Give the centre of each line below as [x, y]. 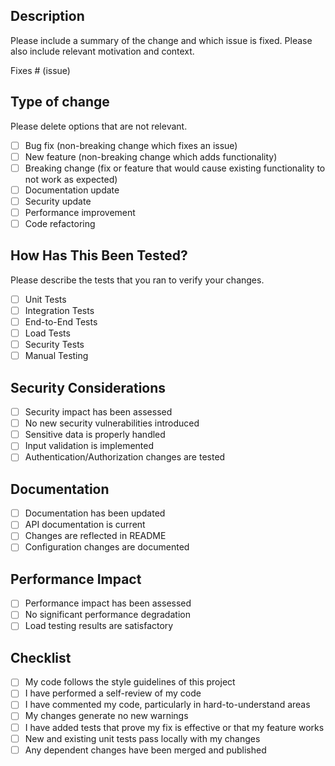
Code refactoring [60, 223]
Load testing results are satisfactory [99, 626]
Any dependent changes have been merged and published [145, 750]
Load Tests [47, 333]
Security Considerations [88, 387]
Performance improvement [80, 212]
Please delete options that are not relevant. [99, 126]
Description [47, 16]
